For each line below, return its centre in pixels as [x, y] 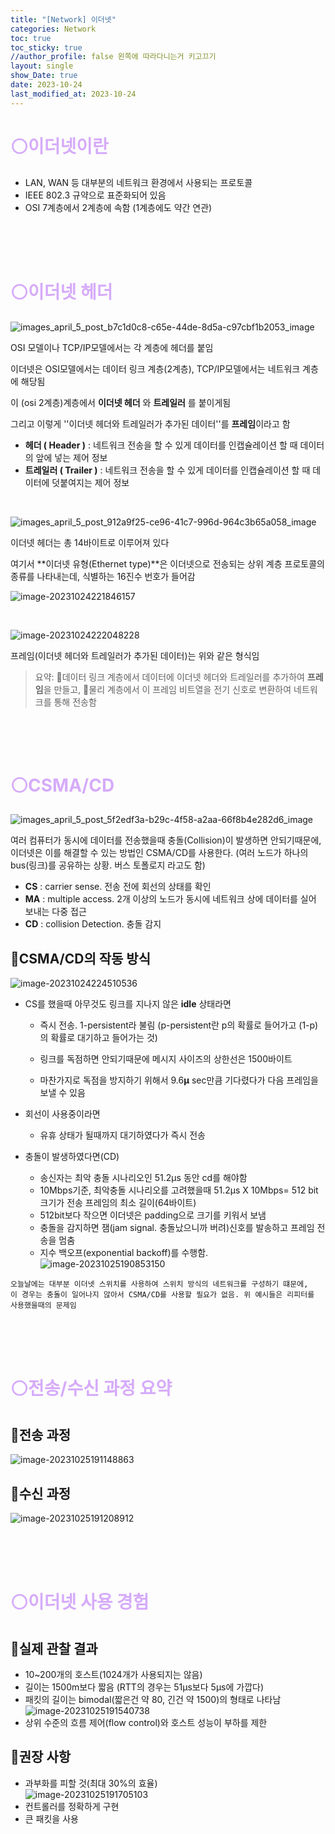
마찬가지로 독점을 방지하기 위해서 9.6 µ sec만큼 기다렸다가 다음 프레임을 [179, 1080]
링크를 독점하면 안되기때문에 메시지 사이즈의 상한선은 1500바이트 [166, 1059]
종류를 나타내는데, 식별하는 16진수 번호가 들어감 [103, 576]
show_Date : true [44, 76]
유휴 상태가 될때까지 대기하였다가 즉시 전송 [123, 1135]
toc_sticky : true [46, 47]
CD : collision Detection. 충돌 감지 [93, 924]
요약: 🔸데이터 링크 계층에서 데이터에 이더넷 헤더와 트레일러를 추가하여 [169, 677]
